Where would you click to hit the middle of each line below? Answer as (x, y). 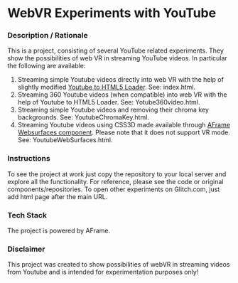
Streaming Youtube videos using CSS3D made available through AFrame (124, 125)
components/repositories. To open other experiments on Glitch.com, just (114, 189)
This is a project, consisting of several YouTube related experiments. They (115, 50)
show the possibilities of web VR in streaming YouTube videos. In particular (117, 58)
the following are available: (47, 66)
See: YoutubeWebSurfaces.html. (65, 140)
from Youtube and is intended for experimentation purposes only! (103, 272)
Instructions (29, 159)
